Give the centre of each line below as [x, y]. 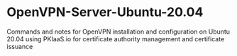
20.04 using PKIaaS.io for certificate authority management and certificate [116, 38]
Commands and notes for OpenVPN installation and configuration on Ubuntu [118, 31]
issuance [20, 46]
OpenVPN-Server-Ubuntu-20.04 [105, 12]
